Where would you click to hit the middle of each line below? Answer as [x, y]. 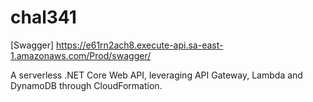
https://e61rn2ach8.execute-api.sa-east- [140, 45]
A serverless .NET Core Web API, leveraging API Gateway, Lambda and [156, 75]
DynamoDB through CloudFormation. [86, 85]
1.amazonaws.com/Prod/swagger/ [81, 55]
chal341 [43, 17]
